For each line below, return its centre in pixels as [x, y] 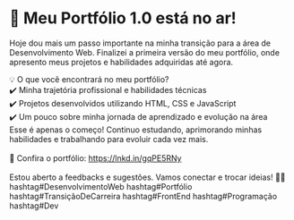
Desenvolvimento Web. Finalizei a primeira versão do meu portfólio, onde [145, 52]
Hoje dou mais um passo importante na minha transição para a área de [140, 43]
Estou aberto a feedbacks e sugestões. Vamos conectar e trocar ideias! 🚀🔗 [147, 177]
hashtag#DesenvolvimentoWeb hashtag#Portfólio [101, 186]
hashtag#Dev [34, 206]
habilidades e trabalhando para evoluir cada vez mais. [109, 139]
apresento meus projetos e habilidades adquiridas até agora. [121, 62]
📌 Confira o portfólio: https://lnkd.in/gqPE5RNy [95, 158]
